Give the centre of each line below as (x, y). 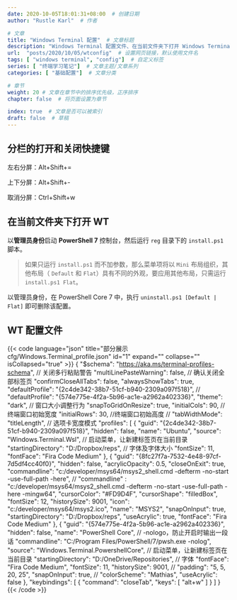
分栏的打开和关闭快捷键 (58, 149)
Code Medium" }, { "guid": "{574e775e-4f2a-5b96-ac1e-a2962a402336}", (116, 524)
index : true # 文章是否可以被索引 (55, 112)
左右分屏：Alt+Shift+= (40, 167)
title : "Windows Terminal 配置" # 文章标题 (71, 40)
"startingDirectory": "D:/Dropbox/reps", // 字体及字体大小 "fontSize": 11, (111, 448)
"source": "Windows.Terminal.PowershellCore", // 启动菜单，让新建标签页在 (117, 550)
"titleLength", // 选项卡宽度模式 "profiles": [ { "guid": (83, 423)
